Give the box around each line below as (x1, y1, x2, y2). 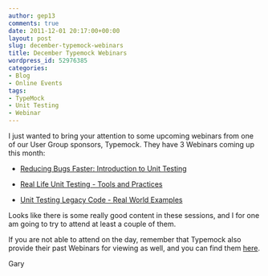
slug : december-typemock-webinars (8, 42, 124, 50)
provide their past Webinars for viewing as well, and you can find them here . (8, 243, 261, 253)
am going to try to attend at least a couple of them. (8, 219, 177, 229)
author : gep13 (8, 11, 56, 20)
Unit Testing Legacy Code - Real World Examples (19, 195, 183, 204)
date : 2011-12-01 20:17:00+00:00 (8, 27, 120, 35)
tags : (8, 86, 26, 95)
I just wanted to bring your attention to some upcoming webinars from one (8, 131, 254, 141)
